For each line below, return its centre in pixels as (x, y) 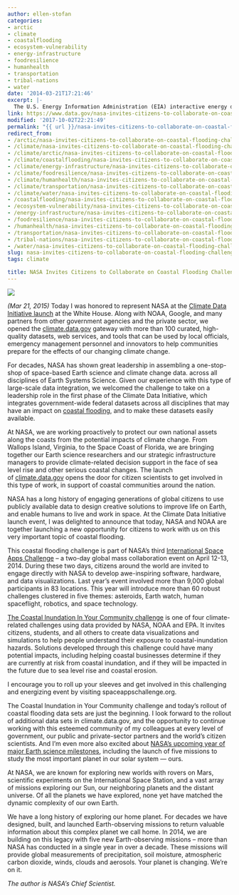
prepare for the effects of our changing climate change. (89, 351)
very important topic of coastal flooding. (67, 536)
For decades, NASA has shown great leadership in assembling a (101, 365)
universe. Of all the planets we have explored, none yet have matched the (115, 795)
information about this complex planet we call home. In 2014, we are (107, 832)
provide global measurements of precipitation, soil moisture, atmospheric (115, 854)
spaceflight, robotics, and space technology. (73, 603)
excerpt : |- (25, 101)
